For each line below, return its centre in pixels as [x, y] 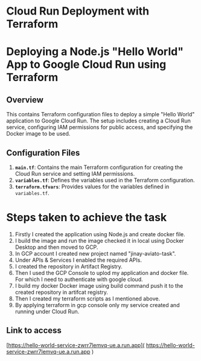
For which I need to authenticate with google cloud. [79, 279]
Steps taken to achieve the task [87, 218]
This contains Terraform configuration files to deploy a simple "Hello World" [101, 114]
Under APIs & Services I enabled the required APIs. [78, 260]
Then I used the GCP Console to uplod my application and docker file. [102, 273]
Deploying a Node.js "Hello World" [95, 52]
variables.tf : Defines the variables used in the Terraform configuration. [105, 180]
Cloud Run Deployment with [78, 11]
